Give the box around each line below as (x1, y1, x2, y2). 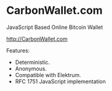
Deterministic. (15, 58, 50, 66)
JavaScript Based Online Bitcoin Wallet (6, 24, 103, 31)
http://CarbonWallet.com (6, 35, 68, 42)
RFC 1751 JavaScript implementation (15, 78, 106, 85)
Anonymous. (15, 64, 47, 72)
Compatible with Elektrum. (15, 71, 82, 78)
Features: (6, 46, 30, 54)
